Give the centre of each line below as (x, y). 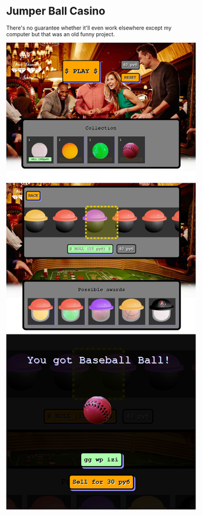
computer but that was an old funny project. (61, 34)
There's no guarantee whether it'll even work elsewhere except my (89, 28)
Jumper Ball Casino (56, 11)
